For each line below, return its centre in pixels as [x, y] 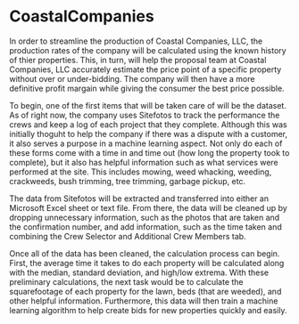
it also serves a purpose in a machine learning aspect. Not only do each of [146, 143]
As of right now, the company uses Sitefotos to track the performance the [145, 115]
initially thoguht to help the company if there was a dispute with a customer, [149, 134]
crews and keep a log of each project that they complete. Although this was [148, 124]
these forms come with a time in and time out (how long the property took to [149, 152]
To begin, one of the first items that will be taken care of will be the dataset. [148, 105]
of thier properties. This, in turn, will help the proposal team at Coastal [138, 60]
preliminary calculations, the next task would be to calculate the [126, 281]
